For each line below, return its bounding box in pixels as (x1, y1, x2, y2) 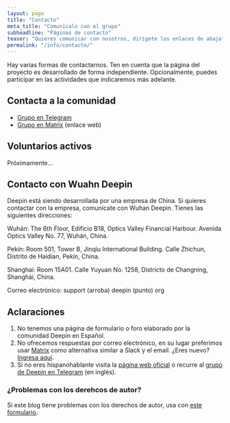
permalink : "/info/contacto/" (7, 42, 94, 49)
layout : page (7, 10, 44, 17)
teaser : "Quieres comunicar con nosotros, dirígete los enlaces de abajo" (7, 36, 225, 43)
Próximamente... (7, 158, 53, 167)
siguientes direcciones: (7, 211, 73, 219)
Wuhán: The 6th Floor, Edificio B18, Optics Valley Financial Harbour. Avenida (7, 224, 222, 233)
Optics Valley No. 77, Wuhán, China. (7, 232, 108, 240)
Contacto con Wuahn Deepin (7, 179, 133, 191)
